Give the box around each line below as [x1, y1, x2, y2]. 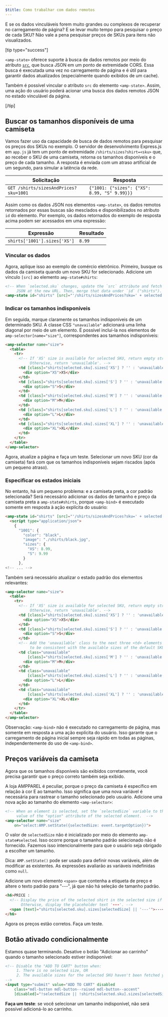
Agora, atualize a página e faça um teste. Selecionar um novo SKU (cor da [5, 453, 158, 459]
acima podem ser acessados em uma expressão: [5, 218, 106, 224]
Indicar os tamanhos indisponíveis [5, 305, 91, 312]
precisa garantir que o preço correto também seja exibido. [5, 773, 125, 779]
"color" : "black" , [23, 533, 61, 538]
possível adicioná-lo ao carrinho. [5, 1006, 73, 1012]
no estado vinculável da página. [5, 93, 71, 99]
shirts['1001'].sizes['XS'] [7, 238, 74, 244]
